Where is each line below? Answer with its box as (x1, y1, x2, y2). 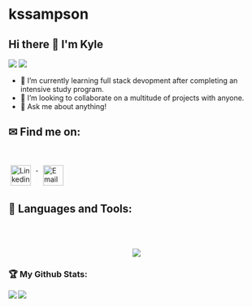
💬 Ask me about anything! (20, 102, 107, 111)
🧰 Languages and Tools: (8, 202, 133, 216)
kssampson (8, 5, 89, 24)
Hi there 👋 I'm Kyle (8, 37, 104, 51)
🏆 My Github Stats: (8, 268, 88, 279)
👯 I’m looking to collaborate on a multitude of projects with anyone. (20, 93, 245, 103)
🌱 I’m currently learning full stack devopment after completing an (20, 76, 238, 86)
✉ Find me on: (8, 125, 81, 139)
